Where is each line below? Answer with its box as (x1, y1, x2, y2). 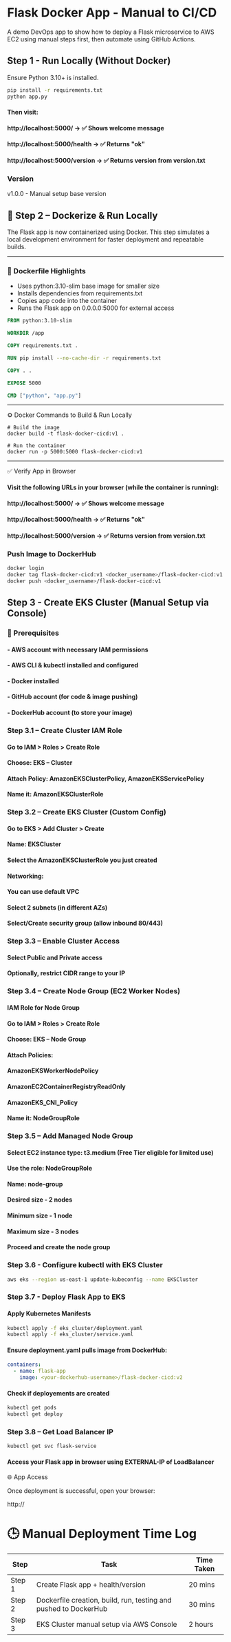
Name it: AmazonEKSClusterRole (7, 790, 104, 799)
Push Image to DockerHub (7, 549, 96, 558)
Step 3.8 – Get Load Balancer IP (7, 1427, 113, 1436)
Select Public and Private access (7, 953, 103, 961)
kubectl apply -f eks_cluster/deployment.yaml (7, 1325, 143, 1331)
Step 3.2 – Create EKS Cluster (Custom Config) (7, 808, 166, 817)
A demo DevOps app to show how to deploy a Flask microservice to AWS (7, 28, 214, 36)
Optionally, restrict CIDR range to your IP (7, 969, 126, 977)
